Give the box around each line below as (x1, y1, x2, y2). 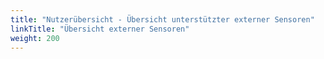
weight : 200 (10, 33, 60, 43)
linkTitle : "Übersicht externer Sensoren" (10, 24, 190, 34)
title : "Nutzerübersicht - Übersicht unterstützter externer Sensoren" (10, 14, 315, 25)
